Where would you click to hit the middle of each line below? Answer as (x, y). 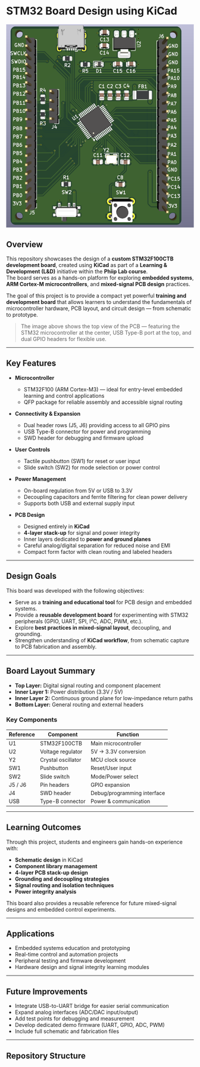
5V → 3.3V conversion (118, 752)
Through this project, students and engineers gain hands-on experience (94, 842)
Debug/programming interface (128, 793)
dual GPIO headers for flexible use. (64, 339)
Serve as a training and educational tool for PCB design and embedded (103, 602)
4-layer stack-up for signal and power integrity (82, 532)
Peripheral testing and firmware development (70, 961)
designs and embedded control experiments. (61, 909)
